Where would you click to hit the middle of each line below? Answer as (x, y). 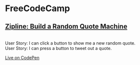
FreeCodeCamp (38, 8)
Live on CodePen (22, 58)
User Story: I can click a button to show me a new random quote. (70, 43)
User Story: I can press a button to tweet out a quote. (59, 48)
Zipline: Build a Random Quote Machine (66, 26)
